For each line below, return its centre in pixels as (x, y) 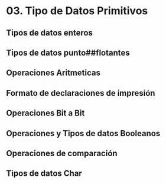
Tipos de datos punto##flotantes (68, 52)
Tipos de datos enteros (50, 33)
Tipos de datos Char (44, 174)
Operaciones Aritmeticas (53, 73)
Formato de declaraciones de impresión (81, 93)
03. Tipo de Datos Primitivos (77, 11)
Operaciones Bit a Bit (45, 113)
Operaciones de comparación (62, 153)
